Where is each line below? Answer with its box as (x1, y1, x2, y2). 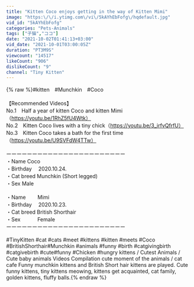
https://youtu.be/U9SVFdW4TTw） (11, 137, 96, 144)
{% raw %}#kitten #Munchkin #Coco (6, 86, 104, 93)
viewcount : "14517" (6, 53, 54, 59)
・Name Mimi (6, 194, 50, 201)
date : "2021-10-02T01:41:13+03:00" (6, 36, 94, 42)
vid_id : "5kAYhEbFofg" (6, 20, 62, 25)
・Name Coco (6, 158, 40, 165)
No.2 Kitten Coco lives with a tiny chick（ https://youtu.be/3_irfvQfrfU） (6, 122, 185, 129)
